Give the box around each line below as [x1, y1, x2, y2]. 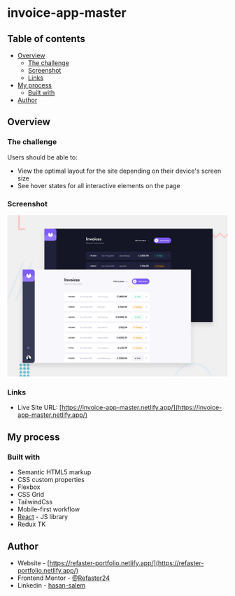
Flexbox [17, 483, 41, 491]
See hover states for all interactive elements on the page [17, 181, 180, 190]
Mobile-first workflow [17, 505, 80, 513]
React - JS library [17, 513, 69, 521]
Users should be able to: [7, 152, 78, 162]
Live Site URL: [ [17, 404, 62, 412]
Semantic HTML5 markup [17, 468, 92, 476]
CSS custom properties [17, 476, 85, 484]
